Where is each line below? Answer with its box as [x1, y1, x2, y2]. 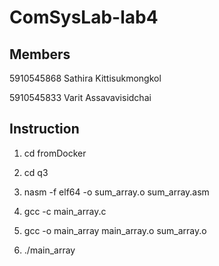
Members [9, 46, 71, 63]
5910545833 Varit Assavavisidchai [9, 92, 152, 103]
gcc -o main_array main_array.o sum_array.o [23, 224, 207, 236]
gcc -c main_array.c [23, 205, 107, 217]
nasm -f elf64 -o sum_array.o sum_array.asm [23, 186, 210, 198]
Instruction [9, 121, 80, 138]
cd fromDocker [23, 147, 87, 159]
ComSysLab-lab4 [9, 6, 159, 29]
